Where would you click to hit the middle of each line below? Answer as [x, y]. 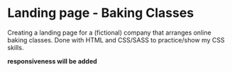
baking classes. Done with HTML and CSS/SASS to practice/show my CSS [116, 40]
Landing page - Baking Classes [101, 13]
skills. [16, 47]
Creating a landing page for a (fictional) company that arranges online [109, 32]
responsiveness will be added [52, 61]
